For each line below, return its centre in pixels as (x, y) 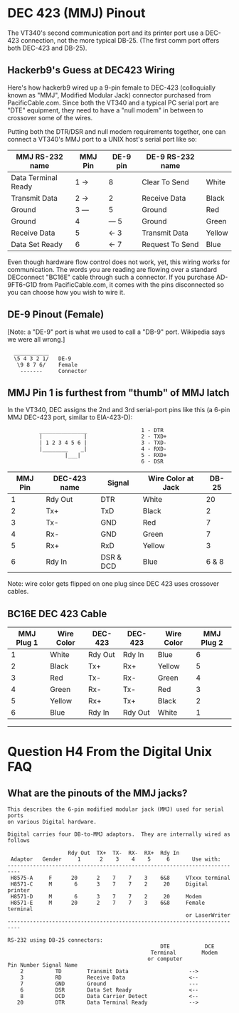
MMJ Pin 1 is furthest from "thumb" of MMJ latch (118, 393)
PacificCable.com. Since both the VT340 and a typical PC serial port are (113, 103)
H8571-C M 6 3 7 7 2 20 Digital (109, 884)
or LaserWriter (208, 915)
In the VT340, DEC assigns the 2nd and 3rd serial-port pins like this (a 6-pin (119, 410)
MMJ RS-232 (40, 157)
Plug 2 (212, 643)
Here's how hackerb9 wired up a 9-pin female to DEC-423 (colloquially (111, 88)
